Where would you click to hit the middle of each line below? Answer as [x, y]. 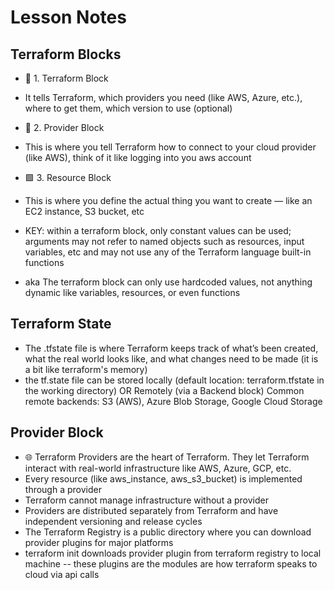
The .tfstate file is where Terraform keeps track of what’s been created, [171, 348]
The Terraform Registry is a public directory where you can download [168, 532]
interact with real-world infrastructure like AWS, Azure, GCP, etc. [158, 468]
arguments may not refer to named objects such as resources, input [164, 241]
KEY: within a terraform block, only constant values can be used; [158, 230]
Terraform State [61, 324]
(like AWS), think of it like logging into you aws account [138, 157]
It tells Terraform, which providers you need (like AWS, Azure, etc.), [163, 97]
